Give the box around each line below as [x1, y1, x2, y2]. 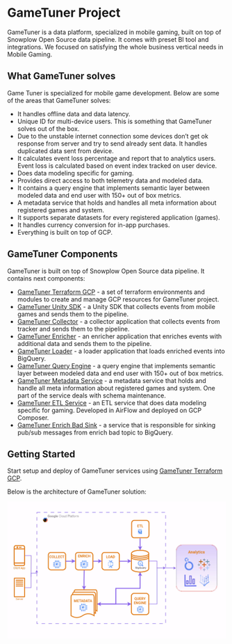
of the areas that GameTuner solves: [7, 96, 111, 104]
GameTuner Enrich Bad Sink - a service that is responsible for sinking [17, 421, 216, 429]
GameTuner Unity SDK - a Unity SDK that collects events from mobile [17, 302, 215, 311]
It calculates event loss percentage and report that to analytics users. [17, 154, 216, 162]
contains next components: [7, 274, 85, 283]
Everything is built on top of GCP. [17, 228, 113, 236]
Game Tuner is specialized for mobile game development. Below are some [7, 88, 220, 97]
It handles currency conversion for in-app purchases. [17, 221, 170, 229]
